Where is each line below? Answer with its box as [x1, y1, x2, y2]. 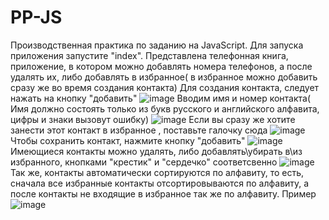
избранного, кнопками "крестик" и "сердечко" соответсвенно [10, 156, 278, 168]
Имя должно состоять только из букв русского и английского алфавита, [10, 102, 320, 115]
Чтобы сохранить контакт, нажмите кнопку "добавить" [10, 134, 246, 146]
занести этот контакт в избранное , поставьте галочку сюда [10, 124, 268, 136]
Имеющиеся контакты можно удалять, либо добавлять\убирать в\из [10, 145, 303, 157]
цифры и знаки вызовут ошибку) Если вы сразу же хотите [10, 113, 296, 125]
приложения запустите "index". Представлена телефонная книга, [10, 49, 289, 61]
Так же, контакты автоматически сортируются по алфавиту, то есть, [10, 166, 305, 178]
